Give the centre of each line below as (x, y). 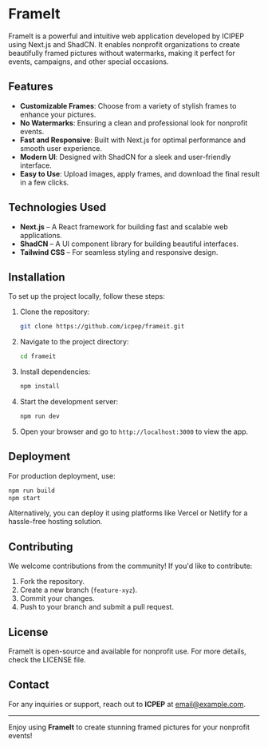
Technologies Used (57, 207)
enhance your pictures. (58, 114)
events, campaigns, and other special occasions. (89, 62)
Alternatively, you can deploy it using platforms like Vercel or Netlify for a (128, 513)
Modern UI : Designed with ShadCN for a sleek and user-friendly (125, 157)
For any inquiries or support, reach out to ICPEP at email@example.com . (127, 704)
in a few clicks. (44, 182)
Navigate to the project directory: (74, 342)
